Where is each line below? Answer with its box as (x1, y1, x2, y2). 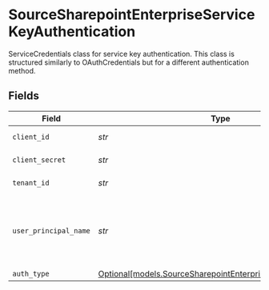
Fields (8, 89, 40, 103)
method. (8, 66, 36, 75)
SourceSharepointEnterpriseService (8, 6, 255, 24)
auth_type (12, 269, 50, 278)
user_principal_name (12, 226, 90, 235)
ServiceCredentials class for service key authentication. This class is (8, 49, 235, 58)
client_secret (12, 155, 66, 165)
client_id (12, 132, 50, 141)
